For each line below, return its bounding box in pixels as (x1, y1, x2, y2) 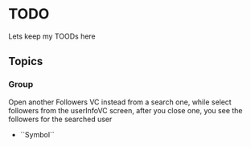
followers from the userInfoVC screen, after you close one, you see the (8, 105, 243, 115)
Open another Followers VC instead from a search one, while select (8, 97, 232, 107)
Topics (8, 55, 43, 68)
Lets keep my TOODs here (8, 31, 97, 41)
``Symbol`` (19, 129, 55, 139)
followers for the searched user (8, 114, 113, 124)
